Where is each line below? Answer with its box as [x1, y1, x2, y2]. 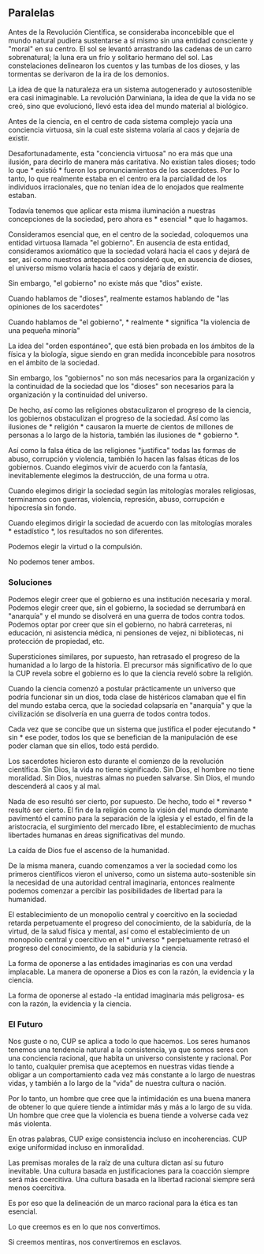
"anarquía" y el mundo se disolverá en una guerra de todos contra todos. [8, 612, 246, 621]
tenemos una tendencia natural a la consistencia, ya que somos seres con [8, 1045, 248, 1054]
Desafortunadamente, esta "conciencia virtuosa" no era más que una [8, 148, 233, 158]
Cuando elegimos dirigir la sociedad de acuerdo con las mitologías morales [8, 518, 252, 527]
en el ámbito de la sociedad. [8, 357, 100, 367]
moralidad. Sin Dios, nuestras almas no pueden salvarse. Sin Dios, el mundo [8, 773, 255, 783]
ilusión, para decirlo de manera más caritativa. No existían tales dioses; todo [8, 157, 256, 167]
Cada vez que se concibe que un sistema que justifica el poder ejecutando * [8, 724, 256, 734]
